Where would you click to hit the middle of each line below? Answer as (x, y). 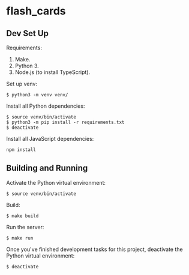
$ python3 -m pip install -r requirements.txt (65, 122)
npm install (21, 150)
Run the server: (25, 227)
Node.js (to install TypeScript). (52, 72)
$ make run (20, 238)
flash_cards (36, 11)
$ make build (22, 216)
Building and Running (47, 168)
